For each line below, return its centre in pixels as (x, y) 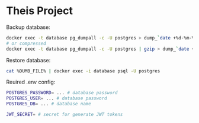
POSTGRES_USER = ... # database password (57, 98)
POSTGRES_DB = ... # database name (49, 104)
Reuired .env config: (31, 82)
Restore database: (28, 60)
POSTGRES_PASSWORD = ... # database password (62, 93)
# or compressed (26, 43)
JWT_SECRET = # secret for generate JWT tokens (65, 115)
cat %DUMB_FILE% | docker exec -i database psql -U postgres (83, 71)
